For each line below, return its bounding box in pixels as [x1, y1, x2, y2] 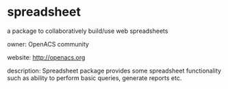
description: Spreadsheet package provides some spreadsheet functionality [7, 66, 221, 75]
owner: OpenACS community [7, 40, 89, 48]
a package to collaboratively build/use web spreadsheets [7, 27, 168, 35]
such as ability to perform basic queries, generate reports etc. [7, 73, 182, 82]
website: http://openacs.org [7, 53, 86, 62]
